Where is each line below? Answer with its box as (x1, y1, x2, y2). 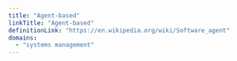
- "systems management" (15, 41, 94, 49)
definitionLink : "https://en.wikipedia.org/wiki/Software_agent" (8, 26, 230, 34)
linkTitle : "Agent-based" (8, 19, 94, 27)
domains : (8, 33, 38, 42)
